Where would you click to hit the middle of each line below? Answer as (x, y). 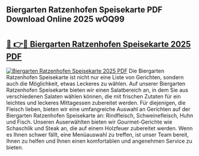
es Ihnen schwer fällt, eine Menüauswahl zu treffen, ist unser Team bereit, (97, 135)
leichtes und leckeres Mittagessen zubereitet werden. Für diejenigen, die (96, 103)
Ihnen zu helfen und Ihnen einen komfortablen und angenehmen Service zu (99, 141)
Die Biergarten (147, 71)
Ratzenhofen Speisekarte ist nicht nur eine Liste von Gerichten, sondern (95, 77)
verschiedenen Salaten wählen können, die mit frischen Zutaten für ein (94, 96)
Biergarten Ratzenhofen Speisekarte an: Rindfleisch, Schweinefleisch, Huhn (100, 115)
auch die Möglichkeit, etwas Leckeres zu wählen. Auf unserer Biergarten (96, 84)
